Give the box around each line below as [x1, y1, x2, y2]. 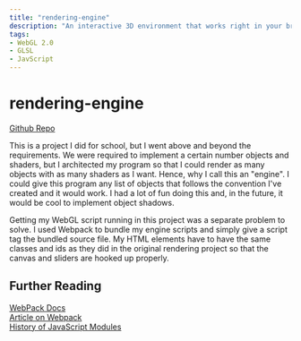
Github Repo [9, 123, 56, 133]
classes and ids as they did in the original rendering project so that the [9, 243, 269, 253]
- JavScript [9, 55, 54, 64]
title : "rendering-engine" [9, 13, 110, 22]
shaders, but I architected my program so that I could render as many [9, 158, 265, 170]
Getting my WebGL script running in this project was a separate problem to [9, 214, 286, 225]
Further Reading [9, 278, 102, 294]
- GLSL [9, 47, 34, 55]
